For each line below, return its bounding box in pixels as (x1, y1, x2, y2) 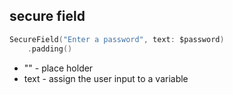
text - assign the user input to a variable (23, 72, 189, 84)
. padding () (27, 44, 73, 54)
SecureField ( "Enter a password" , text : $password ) (9, 34, 225, 44)
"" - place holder (23, 62, 94, 74)
